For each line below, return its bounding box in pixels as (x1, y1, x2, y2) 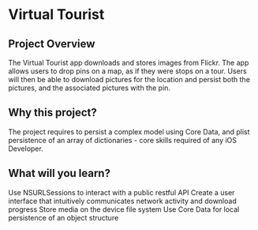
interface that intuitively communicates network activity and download (8, 196, 237, 205)
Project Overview (8, 37, 95, 51)
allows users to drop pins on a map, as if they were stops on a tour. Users (8, 66, 247, 76)
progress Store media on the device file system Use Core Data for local (8, 204, 240, 214)
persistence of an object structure (8, 213, 119, 222)
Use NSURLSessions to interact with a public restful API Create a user (8, 187, 235, 197)
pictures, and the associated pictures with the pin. (8, 83, 171, 92)
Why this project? (8, 106, 97, 119)
